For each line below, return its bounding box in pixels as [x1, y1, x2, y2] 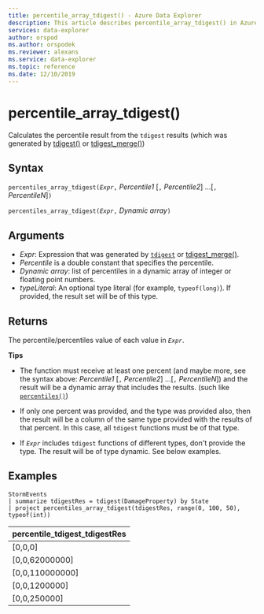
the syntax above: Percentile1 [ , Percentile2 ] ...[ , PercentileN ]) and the [19, 374, 248, 383]
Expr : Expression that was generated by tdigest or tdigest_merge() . [19, 250, 240, 259]
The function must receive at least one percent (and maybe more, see [19, 366, 246, 375]
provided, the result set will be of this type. [19, 292, 159, 301]
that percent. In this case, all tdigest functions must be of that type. [19, 423, 240, 432]
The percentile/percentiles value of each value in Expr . [8, 336, 185, 344]
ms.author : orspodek [8, 41, 76, 49]
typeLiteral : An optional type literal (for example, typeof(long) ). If [19, 283, 232, 292]
